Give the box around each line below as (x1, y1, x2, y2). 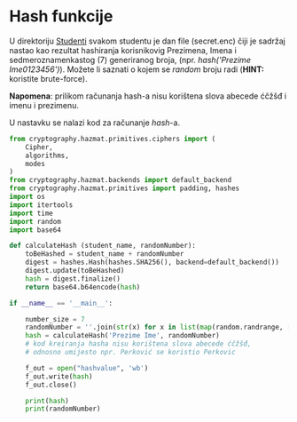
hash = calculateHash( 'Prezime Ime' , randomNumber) (25, 331, 220, 340)
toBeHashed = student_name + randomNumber (25, 250, 184, 259)
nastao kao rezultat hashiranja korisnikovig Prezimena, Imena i (9, 44, 237, 55)
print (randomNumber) (25, 404, 101, 414)
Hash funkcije (9, 6, 113, 27)
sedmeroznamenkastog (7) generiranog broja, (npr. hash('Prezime (9, 54, 251, 65)
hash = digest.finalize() (25, 274, 121, 283)
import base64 (9, 225, 62, 235)
